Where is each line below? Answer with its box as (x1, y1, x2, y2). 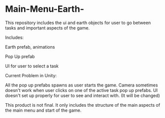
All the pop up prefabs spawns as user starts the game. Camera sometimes (5, 82, 158, 88)
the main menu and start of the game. (5, 107, 82, 113)
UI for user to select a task (5, 63, 59, 69)
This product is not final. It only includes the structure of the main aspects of (5, 102, 161, 108)
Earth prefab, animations (5, 44, 55, 50)
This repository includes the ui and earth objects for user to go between (5, 20, 151, 26)
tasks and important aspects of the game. (5, 25, 90, 30)
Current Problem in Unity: (5, 72, 57, 78)
